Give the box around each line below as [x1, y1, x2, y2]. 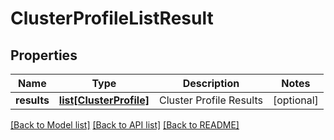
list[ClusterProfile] [58, 93, 150, 107]
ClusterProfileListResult [10, 7, 214, 30]
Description [182, 77, 240, 90]
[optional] [272, 93, 319, 107]
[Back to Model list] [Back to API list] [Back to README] [10, 119, 240, 131]
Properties [10, 47, 78, 64]
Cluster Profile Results [158, 93, 263, 107]
